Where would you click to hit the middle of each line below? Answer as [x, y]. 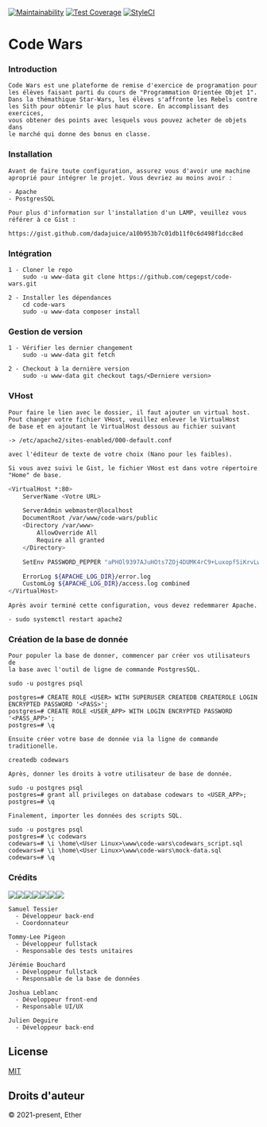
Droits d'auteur [46, 1096]
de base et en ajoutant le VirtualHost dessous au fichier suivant [122, 426]
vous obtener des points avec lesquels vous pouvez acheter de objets [128, 120]
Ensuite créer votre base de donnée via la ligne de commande [113, 740]
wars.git [23, 284]
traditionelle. [33, 746]
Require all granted [71, 540]
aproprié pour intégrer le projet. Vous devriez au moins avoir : [120, 178]
